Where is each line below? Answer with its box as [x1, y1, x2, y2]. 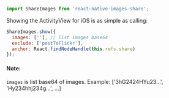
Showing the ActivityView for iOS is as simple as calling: [6, 17, 148, 24]
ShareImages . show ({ [6, 28, 56, 35]
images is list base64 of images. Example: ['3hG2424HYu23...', [6, 78, 163, 86]
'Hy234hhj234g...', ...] [6, 85, 61, 92]
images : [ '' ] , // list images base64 [12, 34, 108, 40]
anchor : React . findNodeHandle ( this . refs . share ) [12, 46, 136, 52]
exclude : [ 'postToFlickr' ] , [12, 40, 84, 46]
